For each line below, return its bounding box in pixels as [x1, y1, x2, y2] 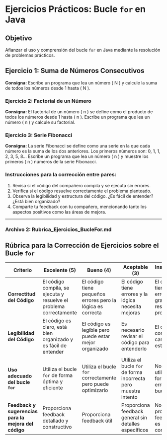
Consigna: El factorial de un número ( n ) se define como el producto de [5, 109, 153, 115]
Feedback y [7, 402, 36, 409]
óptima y [42, 378, 63, 385]
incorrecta [121, 375, 146, 382]
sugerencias [7, 408, 38, 415]
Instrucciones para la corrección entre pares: [5, 171, 117, 178]
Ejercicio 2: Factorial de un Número [5, 97, 92, 104]
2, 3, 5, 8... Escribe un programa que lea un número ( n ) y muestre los [5, 153, 149, 159]
